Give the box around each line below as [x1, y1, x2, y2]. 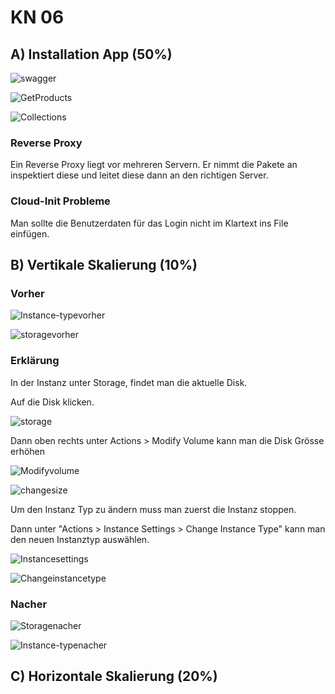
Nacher [10, 597, 48, 611]
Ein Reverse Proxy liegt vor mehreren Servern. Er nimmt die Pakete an [10, 159, 298, 171]
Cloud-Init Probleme [10, 194, 111, 208]
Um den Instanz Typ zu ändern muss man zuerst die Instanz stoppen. [10, 503, 297, 515]
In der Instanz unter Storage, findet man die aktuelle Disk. [10, 376, 248, 388]
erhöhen [10, 445, 46, 457]
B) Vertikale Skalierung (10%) [10, 256, 198, 273]
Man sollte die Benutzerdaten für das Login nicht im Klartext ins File [10, 217, 289, 229]
